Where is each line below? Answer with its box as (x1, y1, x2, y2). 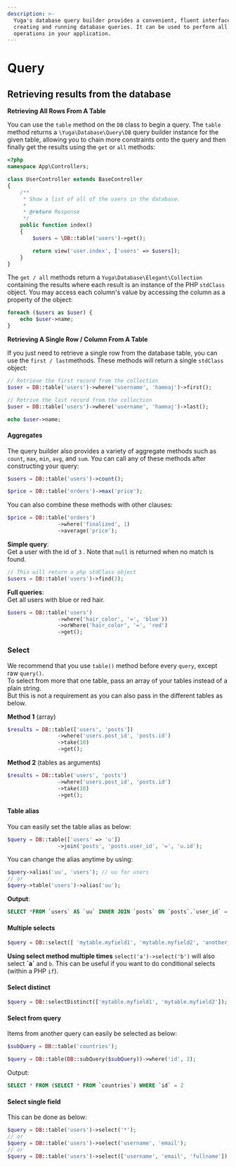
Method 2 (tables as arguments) (7, 758, 101, 767)
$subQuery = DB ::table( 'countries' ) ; (7, 1043, 118, 1050)
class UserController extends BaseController (7, 176, 143, 183)
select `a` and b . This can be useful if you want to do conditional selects (7, 959, 216, 968)
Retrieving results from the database (7, 88, 171, 100)
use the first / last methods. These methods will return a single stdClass (7, 356, 224, 365)
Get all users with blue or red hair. (7, 595, 105, 604)
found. (7, 555, 27, 563)
